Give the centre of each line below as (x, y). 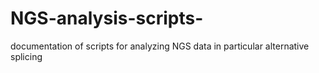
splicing (26, 56)
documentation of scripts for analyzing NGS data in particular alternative (160, 46)
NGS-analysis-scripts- (107, 18)
